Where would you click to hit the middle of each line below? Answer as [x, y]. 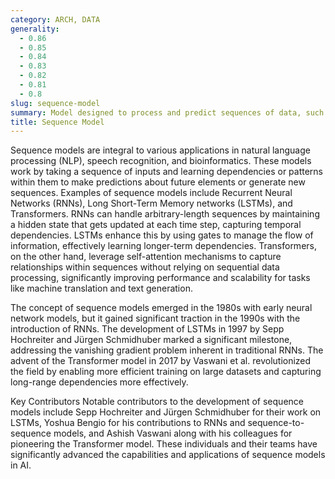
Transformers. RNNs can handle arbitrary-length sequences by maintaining [165, 214]
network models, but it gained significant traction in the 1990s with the [155, 318]
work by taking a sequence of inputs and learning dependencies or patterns [166, 172]
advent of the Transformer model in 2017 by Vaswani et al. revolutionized [161, 361]
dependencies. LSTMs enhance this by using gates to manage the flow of [162, 235]
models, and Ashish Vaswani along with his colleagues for [173, 433]
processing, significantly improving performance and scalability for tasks [160, 278]
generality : [35, 29]
